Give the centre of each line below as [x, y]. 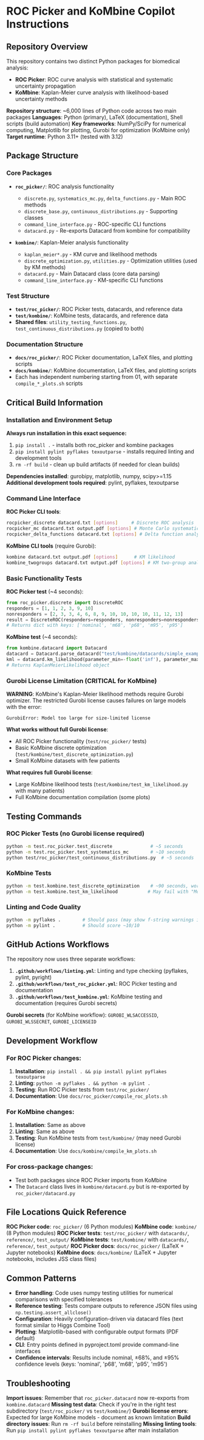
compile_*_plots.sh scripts [49, 383]
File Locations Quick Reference [66, 1212]
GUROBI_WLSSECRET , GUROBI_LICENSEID [52, 1022]
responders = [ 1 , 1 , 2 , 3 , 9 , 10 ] [50, 608]
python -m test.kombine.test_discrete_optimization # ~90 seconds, [97, 886]
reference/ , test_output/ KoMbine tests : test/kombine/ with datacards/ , [97, 1240]
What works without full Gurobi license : [57, 730]
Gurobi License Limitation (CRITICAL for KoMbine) [82, 680]
